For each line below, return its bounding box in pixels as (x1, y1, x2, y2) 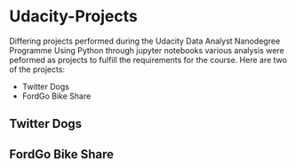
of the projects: (9, 64, 65, 75)
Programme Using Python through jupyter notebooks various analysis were (9, 44, 284, 55)
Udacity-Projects (9, 6, 138, 27)
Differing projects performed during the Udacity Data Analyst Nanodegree (9, 36, 281, 46)
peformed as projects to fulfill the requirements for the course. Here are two (9, 54, 287, 65)
